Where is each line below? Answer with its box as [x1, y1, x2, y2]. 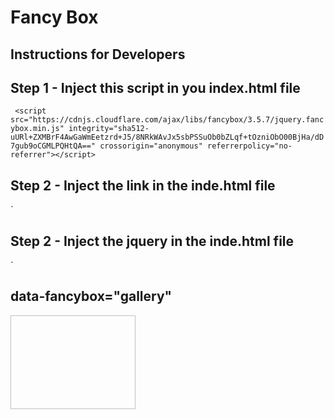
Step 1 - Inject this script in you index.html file [10, 79, 301, 96]
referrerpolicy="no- [206, 141, 293, 151]
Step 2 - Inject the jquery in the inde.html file [10, 232, 295, 250]
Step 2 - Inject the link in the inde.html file [10, 177, 276, 194]
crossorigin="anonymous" [99, 141, 203, 151]
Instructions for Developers [10, 46, 186, 63]
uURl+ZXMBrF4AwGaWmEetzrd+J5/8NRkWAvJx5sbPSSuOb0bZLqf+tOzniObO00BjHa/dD [10, 132, 325, 143]
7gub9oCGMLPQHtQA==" [10, 141, 97, 151]
